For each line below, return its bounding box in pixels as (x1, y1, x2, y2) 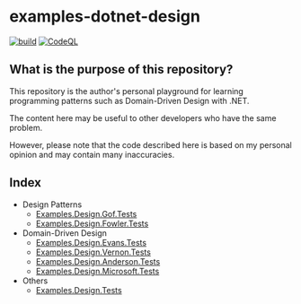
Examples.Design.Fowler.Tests (35, 218, 149, 229)
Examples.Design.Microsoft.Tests (35, 265, 160, 276)
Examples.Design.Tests (35, 284, 123, 295)
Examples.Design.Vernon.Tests (35, 247, 151, 257)
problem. (9, 122, 43, 133)
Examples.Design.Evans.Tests (35, 237, 146, 248)
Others (22, 275, 49, 286)
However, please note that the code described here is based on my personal (9, 139, 292, 150)
